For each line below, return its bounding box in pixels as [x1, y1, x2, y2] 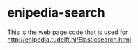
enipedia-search [7, 5, 106, 21]
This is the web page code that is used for [7, 28, 128, 36]
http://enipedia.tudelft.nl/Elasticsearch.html [7, 35, 131, 43]
